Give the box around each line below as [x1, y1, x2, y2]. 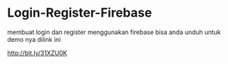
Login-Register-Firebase [7, 5, 152, 21]
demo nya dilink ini [7, 35, 61, 43]
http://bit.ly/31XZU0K [7, 49, 67, 57]
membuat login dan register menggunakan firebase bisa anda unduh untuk [7, 28, 221, 36]
